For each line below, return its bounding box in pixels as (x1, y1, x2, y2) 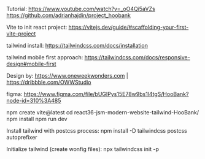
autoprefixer (6, 134, 38, 141)
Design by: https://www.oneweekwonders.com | (6, 72, 129, 79)
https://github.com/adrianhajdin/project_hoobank (6, 12, 131, 19)
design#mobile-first (6, 61, 56, 67)
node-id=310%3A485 (6, 97, 61, 104)
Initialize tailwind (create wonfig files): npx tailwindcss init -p (6, 146, 160, 152)
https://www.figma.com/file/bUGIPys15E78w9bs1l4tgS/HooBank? (23, 91, 189, 97)
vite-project (6, 30, 36, 37)
